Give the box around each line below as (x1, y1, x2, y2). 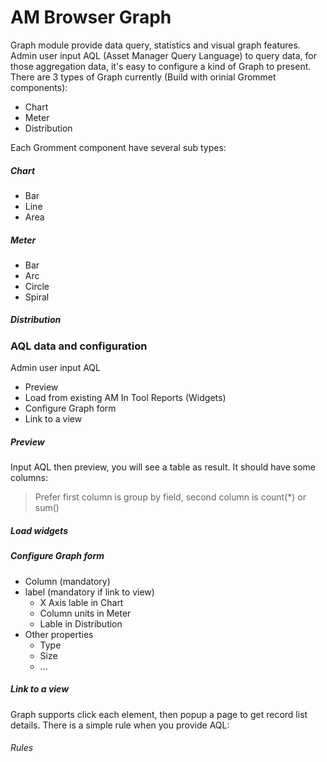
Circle (24, 280, 50, 292)
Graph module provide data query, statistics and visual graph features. (10, 39, 301, 51)
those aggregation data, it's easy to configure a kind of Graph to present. (10, 60, 312, 72)
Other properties (24, 628, 94, 640)
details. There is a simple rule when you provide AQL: (10, 719, 230, 731)
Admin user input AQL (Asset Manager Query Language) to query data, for (10, 49, 318, 61)
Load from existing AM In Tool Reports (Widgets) (24, 392, 227, 404)
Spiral (24, 291, 50, 303)
